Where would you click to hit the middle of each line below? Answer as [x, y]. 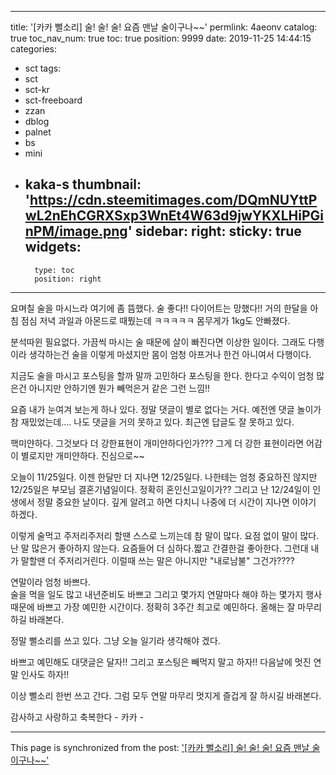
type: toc [54, 270]
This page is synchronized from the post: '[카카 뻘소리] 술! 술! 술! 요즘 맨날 [160, 747]
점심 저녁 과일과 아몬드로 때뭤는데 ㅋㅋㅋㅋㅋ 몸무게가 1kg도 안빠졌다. [155, 320]
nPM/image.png [76, 231]
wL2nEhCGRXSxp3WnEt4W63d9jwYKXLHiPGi [174, 216]
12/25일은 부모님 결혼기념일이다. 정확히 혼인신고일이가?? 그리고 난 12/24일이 [160, 489]
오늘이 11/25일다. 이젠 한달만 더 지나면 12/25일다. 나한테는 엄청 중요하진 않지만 [164, 477]
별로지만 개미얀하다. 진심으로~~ [82, 455]
